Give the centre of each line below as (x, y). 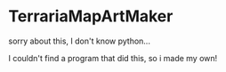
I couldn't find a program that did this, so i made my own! (113, 58)
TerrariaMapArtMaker (91, 16)
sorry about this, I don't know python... (79, 41)
